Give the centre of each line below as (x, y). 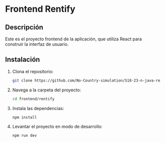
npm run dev (24, 136)
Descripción (24, 27)
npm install (24, 117)
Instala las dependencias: (38, 108)
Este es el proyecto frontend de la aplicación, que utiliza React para (73, 39)
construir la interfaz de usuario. (37, 44)
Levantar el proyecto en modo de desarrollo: (57, 127)
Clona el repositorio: (33, 71)
